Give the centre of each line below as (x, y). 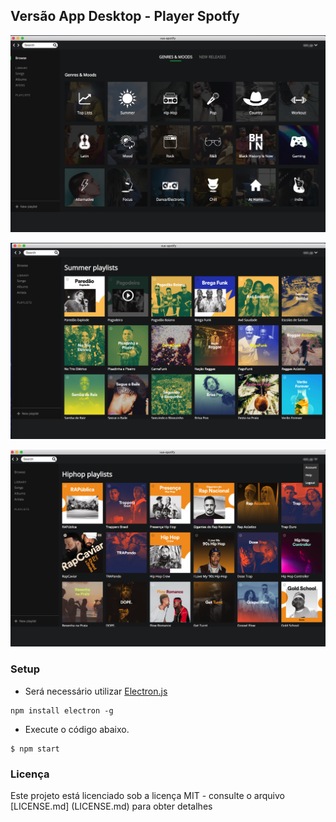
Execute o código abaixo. (77, 729)
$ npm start (35, 749)
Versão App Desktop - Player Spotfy (125, 16)
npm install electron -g (62, 710)
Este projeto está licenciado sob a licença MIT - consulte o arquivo (147, 795)
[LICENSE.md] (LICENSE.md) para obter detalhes (111, 806)
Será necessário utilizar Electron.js (96, 691)
